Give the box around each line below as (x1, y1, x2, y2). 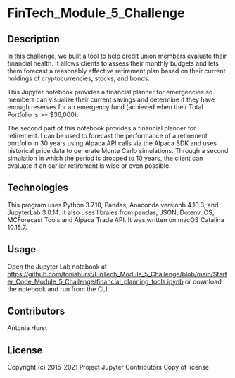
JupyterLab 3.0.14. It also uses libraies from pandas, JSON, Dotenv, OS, (7, 208, 215, 217)
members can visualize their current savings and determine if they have (7, 95, 215, 104)
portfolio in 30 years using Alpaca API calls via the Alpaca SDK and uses (7, 139, 217, 147)
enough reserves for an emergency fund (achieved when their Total (7, 103, 203, 111)
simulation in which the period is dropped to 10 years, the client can (7, 154, 203, 162)
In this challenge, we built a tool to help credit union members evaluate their (7, 51, 227, 60)
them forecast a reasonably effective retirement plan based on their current (7, 67, 226, 75)
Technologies (7, 182, 69, 194)
